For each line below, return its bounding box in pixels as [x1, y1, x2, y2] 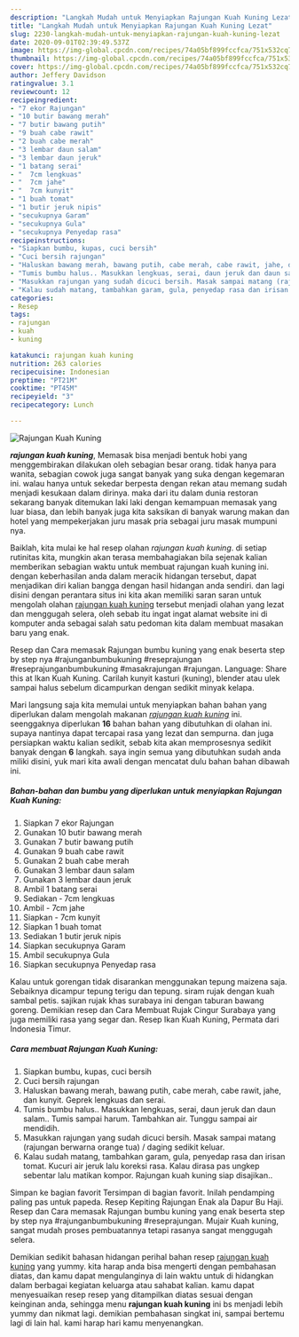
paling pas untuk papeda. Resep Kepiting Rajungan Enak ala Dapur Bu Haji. [10, 1196, 284, 1207]
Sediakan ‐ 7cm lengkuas [22, 893, 115, 904]
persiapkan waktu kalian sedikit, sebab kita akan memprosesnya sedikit [10, 737, 271, 748]
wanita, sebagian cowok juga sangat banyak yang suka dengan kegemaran [10, 468, 285, 479]
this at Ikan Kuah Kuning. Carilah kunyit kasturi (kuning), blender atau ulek [10, 672, 280, 684]
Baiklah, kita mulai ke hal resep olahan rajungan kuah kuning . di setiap [10, 542, 267, 553]
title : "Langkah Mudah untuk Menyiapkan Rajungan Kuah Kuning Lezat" [10, 21, 273, 30]
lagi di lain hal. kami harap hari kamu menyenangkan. [10, 1317, 204, 1328]
